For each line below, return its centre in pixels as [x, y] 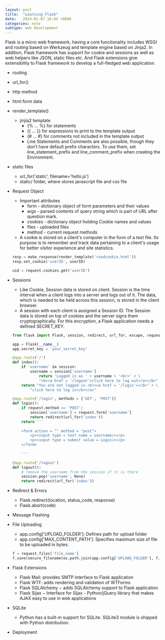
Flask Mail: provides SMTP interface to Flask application [77, 577]
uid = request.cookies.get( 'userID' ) [51, 270]
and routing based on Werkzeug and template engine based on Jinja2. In [79, 47]
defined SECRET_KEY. [42, 326]
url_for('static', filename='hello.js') [54, 176]
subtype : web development [32, 28]
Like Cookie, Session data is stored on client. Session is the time [85, 289]
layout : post [18, 10]
